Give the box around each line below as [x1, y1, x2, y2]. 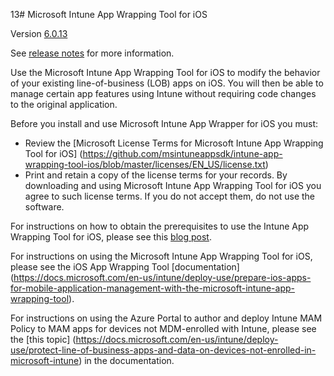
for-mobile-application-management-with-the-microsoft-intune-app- [10, 282, 296, 294]
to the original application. [10, 99, 118, 110]
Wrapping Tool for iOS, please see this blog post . [10, 231, 212, 243]
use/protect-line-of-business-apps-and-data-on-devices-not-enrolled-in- [10, 344, 317, 356]
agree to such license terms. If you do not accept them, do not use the [24, 190, 316, 202]
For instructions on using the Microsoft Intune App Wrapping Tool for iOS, [10, 250, 313, 262]
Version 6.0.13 [10, 28, 68, 39]
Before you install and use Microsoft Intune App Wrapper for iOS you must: [10, 118, 319, 129]
